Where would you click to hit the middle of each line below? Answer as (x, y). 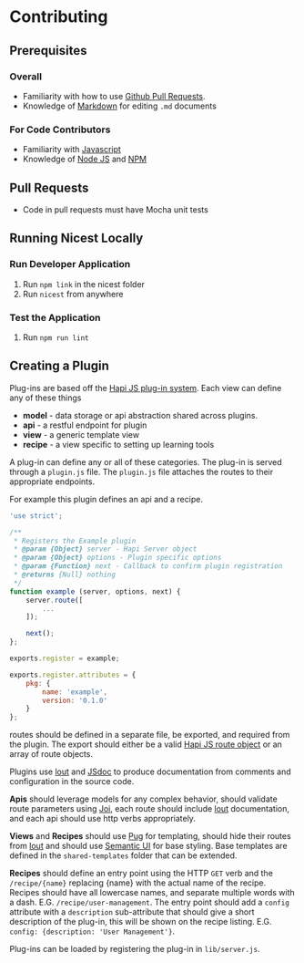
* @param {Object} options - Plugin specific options (117, 558)
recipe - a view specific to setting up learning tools (118, 444)
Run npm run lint (56, 337)
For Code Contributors (60, 129)
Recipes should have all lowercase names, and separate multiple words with (152, 893)
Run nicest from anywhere (73, 294)
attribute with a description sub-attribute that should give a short (132, 912)
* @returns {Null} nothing (65, 575)
